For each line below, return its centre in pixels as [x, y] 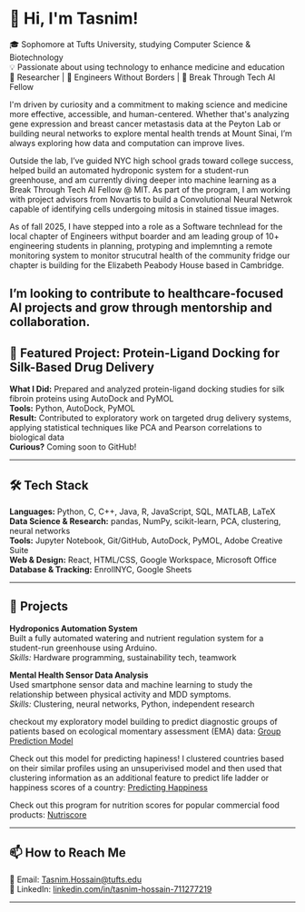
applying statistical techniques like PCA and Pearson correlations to [136, 428]
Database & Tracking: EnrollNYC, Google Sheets [101, 569]
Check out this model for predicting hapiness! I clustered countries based [147, 758]
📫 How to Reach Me [68, 853]
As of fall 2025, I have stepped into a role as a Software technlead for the [146, 226]
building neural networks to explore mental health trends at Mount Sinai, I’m [151, 133]
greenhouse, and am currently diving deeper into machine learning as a [143, 180]
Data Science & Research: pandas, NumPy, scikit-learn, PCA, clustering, [145, 520]
